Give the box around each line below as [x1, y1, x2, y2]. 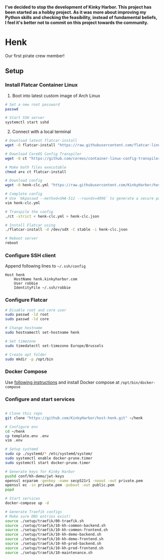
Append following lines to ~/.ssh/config [5, 263, 86, 269]
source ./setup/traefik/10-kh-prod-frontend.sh [5, 545, 104, 550]
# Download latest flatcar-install [5, 138, 78, 143]
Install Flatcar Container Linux [5, 81, 78, 88]
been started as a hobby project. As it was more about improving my [5, 9, 146, 15]
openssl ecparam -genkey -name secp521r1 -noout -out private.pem [5, 478, 143, 483]
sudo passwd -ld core [5, 317, 49, 322]
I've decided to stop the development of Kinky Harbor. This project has [5, 4, 152, 10]
